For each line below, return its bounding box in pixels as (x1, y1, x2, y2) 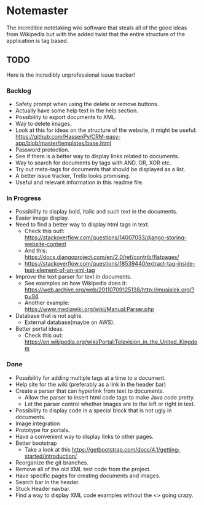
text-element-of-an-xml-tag (24, 266, 95, 274)
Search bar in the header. (15, 478, 80, 485)
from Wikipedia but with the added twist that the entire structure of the (6, 30, 186, 37)
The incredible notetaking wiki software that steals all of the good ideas (6, 24, 187, 31)
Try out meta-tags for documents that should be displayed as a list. (15, 166, 186, 173)
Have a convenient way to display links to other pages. (15, 433, 154, 440)
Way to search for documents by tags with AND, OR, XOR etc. (15, 159, 171, 166)
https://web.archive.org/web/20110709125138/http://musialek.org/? (24, 286, 195, 293)
